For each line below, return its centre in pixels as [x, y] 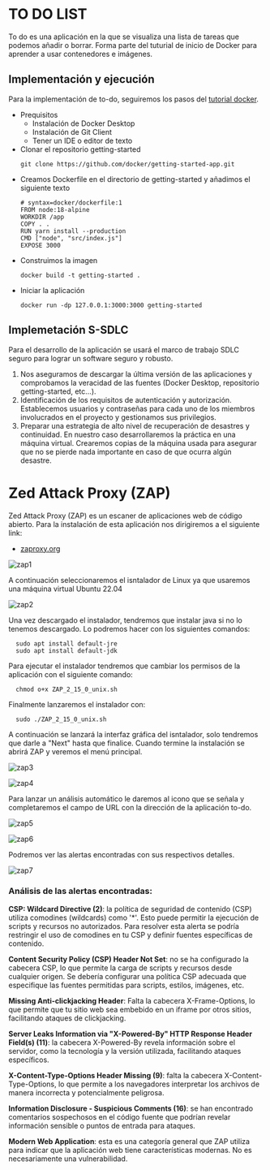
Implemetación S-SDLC [69, 330]
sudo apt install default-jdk [66, 650]
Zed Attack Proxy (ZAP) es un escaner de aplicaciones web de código [126, 516]
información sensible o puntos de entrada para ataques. [102, 1125]
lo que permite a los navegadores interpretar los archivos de [159, 1084]
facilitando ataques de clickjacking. [67, 1018]
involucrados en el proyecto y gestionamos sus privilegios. [118, 417]
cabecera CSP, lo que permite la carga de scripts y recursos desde [120, 968]
